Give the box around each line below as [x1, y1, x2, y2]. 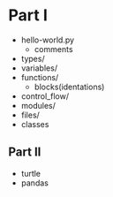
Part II [8, 145, 41, 160]
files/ [20, 110, 41, 120]
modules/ [20, 100, 56, 110]
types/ [20, 53, 45, 64]
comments [34, 43, 73, 54]
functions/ [20, 72, 59, 82]
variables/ [20, 63, 58, 73]
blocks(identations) [34, 81, 105, 92]
